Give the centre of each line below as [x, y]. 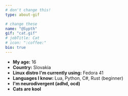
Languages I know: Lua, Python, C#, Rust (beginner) [68, 78]
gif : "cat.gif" [21, 34]
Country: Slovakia [32, 67]
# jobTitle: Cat [22, 38]
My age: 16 [24, 62]
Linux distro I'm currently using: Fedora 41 [58, 73]
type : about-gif [22, 15]
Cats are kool [27, 89]
